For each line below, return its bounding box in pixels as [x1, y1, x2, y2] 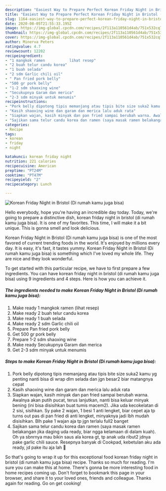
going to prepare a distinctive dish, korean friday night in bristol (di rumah [5, 215, 155, 220]
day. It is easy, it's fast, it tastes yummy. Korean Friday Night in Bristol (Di [5, 245, 154, 251]
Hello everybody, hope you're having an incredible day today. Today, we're [5, 209, 158, 215]
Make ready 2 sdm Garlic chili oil [12, 320, 79, 327]
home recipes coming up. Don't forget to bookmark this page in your [5, 470, 145, 476]
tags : [5, 132, 16, 137]
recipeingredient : [5, 53, 43, 58]
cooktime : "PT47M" [5, 173, 43, 178]
